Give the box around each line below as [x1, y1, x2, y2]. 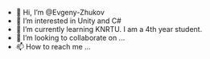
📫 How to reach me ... [15, 42, 91, 51]
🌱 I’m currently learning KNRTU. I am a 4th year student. [15, 25, 203, 33]
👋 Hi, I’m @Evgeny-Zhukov [15, 8, 105, 17]
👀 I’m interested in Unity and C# [15, 16, 122, 26]
